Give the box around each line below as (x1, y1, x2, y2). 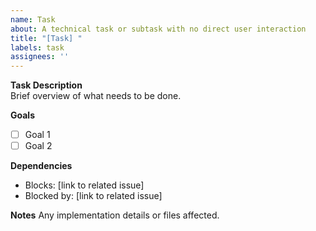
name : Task (10, 14, 56, 25)
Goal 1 (24, 129, 51, 141)
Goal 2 (24, 140, 53, 152)
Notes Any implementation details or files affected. (10, 209, 220, 221)
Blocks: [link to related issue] (24, 179, 145, 191)
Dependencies (10, 160, 73, 172)
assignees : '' (10, 52, 70, 62)
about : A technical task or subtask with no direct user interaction (10, 24, 307, 34)
